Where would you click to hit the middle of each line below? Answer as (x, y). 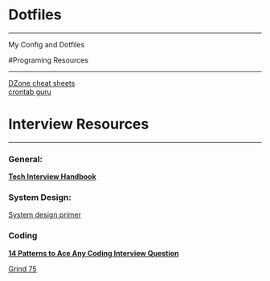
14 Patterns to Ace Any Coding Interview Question (94, 253)
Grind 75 (23, 269)
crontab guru (30, 92)
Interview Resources (79, 124)
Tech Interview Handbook (52, 177)
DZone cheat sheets (42, 83)
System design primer (45, 215)
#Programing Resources (49, 60)
